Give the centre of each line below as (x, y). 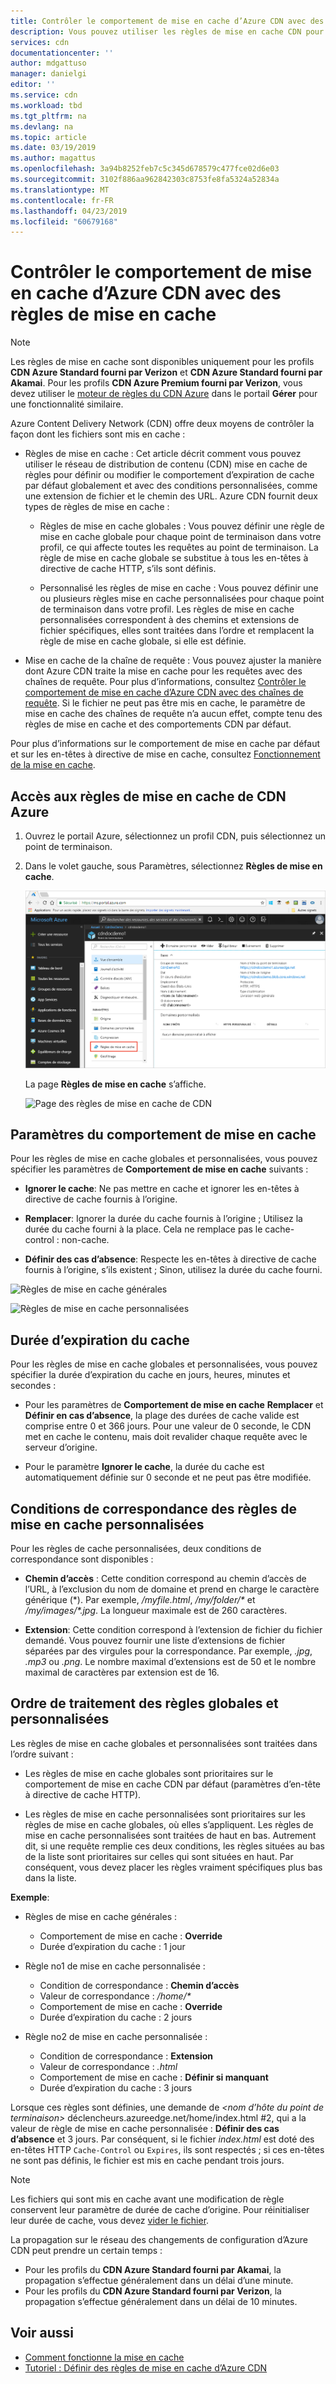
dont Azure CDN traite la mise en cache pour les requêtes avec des (163, 671)
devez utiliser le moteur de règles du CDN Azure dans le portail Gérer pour (164, 394)
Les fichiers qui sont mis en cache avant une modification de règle (147, 2199)
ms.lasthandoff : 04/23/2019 (69, 211)
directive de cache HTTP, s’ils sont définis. (128, 569)
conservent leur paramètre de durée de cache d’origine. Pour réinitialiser (160, 2209)
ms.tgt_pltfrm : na (48, 116)
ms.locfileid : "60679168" (64, 221)
